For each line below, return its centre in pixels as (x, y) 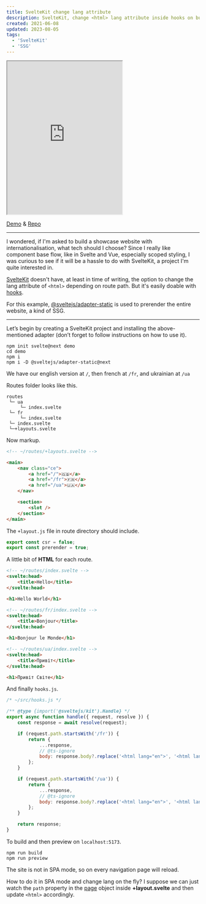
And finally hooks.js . (32, 689)
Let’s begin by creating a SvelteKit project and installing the (81, 328)
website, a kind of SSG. (36, 311)
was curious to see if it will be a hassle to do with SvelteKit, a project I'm (97, 260)
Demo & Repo (24, 224)
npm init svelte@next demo (41, 346)
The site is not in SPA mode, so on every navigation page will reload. (93, 869)
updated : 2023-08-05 (33, 29)
